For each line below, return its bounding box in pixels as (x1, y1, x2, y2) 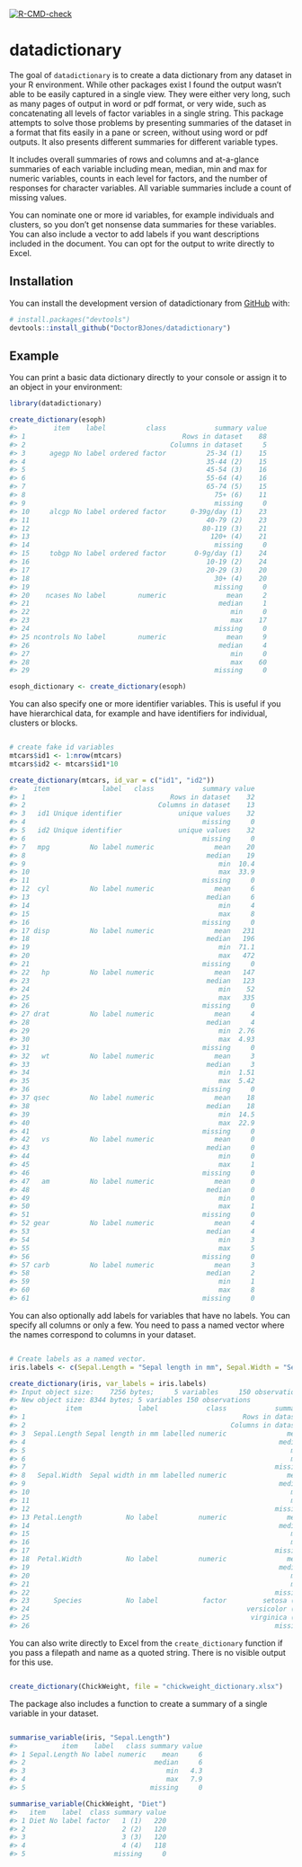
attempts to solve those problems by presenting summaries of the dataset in (9, 117, 292, 128)
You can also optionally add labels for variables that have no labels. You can (9, 1310, 290, 1320)
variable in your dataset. (9, 1708, 99, 1719)
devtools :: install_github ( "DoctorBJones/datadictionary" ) (9, 324, 231, 333)
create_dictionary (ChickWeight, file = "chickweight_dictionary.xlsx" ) (9, 1682, 283, 1691)
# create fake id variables (9, 742, 115, 752)
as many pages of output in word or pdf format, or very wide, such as (9, 98, 267, 109)
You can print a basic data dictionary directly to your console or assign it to (9, 372, 288, 383)
